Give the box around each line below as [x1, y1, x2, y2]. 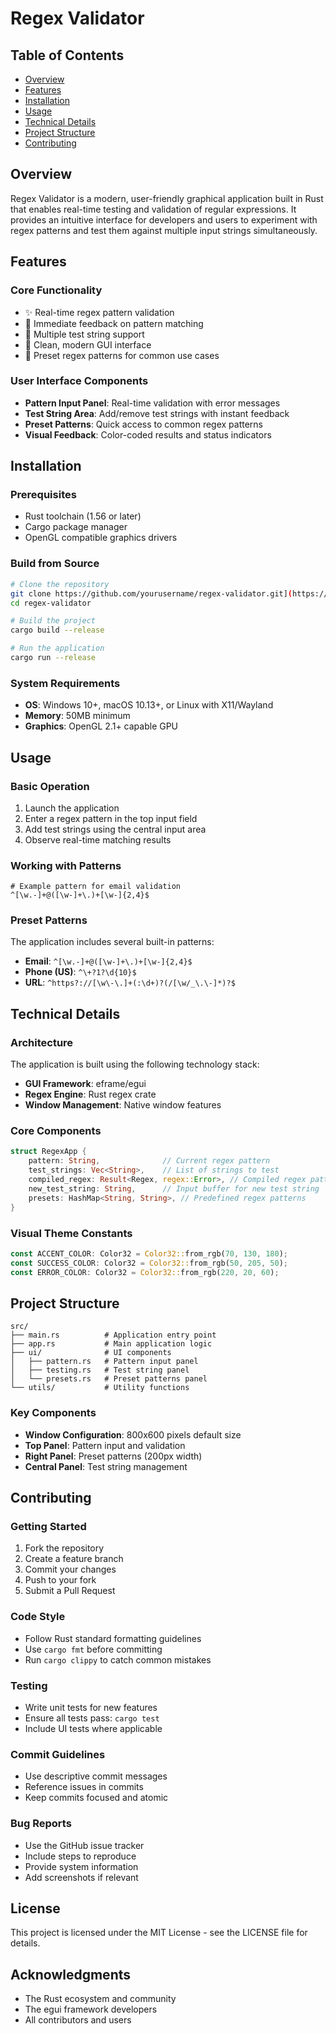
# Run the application [10, 643, 105, 654]
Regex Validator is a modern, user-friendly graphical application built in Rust [10, 192, 324, 204]
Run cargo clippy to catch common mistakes [24, 1653, 212, 1666]
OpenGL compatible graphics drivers [24, 532, 178, 544]
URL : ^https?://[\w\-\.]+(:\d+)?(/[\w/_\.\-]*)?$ [24, 977, 236, 989]
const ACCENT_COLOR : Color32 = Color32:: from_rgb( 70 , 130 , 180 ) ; [10, 1248, 289, 1259]
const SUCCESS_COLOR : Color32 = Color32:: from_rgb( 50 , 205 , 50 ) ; [10, 1258, 289, 1268]
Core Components [10, 1124, 102, 1138]
